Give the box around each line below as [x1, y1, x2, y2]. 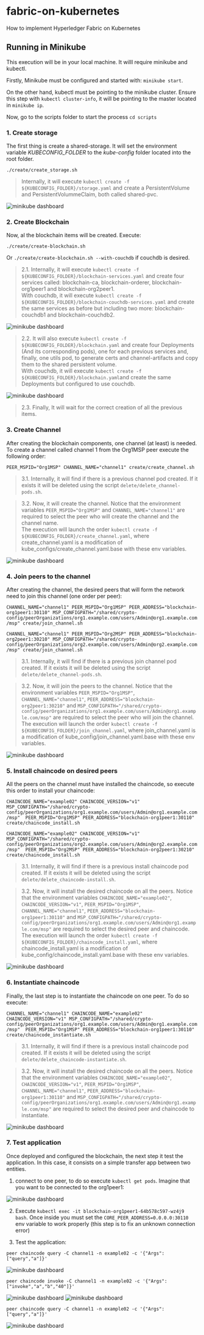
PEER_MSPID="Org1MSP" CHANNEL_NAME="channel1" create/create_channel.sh [6, 464, 195, 470]
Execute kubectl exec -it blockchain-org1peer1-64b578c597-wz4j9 [15, 1207, 185, 1214]
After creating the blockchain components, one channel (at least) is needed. [6, 439, 197, 446]
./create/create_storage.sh [6, 167, 78, 173]
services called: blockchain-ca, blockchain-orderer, [21, 279, 151, 286]
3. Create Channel [6, 426, 61, 434]
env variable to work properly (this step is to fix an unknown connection [15, 1220, 196, 1227]
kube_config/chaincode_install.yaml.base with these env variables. [21, 951, 189, 959]
